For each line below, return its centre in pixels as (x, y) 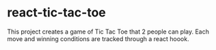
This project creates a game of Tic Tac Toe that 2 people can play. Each (108, 32)
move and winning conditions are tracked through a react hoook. (98, 38)
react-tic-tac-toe (56, 13)
